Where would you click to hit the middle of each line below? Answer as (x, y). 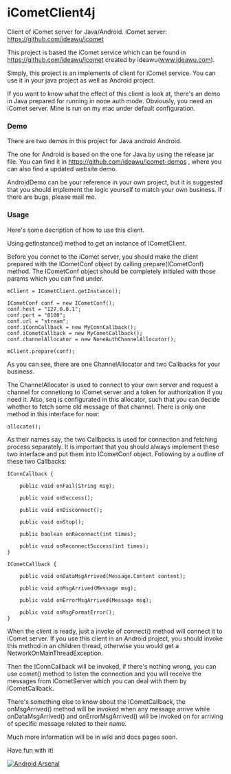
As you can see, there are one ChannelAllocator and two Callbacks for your (114, 364)
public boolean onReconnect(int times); (78, 534)
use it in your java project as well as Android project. (81, 80)
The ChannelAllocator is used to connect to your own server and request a (113, 385)
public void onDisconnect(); (61, 510)
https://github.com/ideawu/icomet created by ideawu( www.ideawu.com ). (111, 59)
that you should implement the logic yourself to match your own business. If (114, 190)
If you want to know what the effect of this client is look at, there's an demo (114, 94)
